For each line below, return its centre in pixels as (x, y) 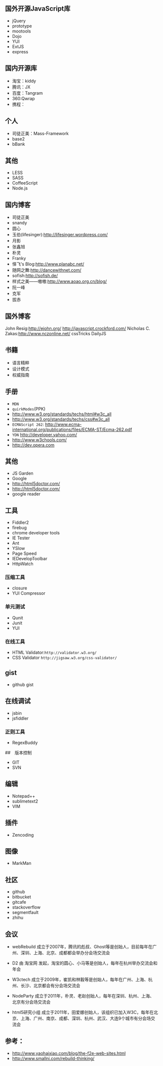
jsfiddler (20, 718)
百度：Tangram (27, 93)
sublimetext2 (25, 801)
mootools (21, 31)
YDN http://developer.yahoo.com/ (44, 434)
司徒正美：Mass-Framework (40, 134)
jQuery (19, 20)
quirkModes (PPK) (29, 409)
